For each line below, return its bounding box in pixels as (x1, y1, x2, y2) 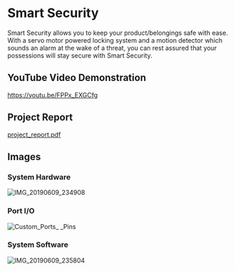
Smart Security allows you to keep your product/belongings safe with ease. (7, 28, 229, 37)
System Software (7, 240, 69, 250)
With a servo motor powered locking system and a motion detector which (7, 36, 223, 44)
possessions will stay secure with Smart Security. (7, 51, 153, 60)
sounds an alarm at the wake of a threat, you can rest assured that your (7, 43, 217, 52)
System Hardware (7, 172, 71, 182)
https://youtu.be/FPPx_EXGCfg (7, 90, 98, 99)
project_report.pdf (7, 130, 61, 139)
